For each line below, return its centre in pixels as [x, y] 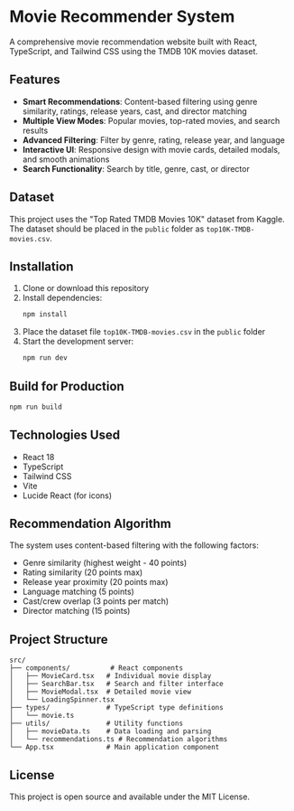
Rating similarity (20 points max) [83, 572]
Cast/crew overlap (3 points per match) [96, 601]
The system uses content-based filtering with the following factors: [134, 545]
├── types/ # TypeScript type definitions [116, 708]
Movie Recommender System [122, 17]
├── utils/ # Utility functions [96, 724]
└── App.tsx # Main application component [115, 748]
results [35, 130]
